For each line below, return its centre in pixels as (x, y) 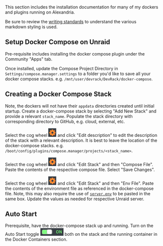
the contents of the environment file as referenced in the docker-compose (80, 188)
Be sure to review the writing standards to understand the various (71, 22)
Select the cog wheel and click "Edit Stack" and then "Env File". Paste (80, 183)
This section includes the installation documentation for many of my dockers (82, 7)
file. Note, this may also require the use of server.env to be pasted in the (78, 193)
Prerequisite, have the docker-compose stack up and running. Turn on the (79, 226)
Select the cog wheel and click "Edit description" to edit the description (81, 135)
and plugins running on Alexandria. (40, 12)
